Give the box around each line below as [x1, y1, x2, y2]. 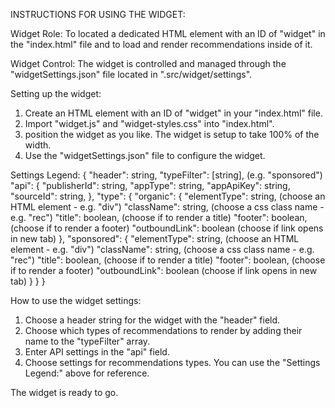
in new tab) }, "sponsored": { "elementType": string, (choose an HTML [10, 233, 300, 244]
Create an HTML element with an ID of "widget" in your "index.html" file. [24, 107, 323, 119]
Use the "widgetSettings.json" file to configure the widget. [24, 150, 266, 161]
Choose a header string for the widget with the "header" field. [24, 314, 281, 326]
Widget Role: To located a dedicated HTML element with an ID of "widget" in [10, 28, 326, 39]
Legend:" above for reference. [24, 367, 150, 379]
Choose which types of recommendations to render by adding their [24, 325, 303, 336]
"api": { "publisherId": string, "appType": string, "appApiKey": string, [10, 180, 291, 191]
